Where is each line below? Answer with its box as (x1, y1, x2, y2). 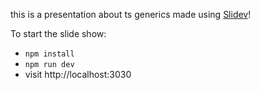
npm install (24, 49, 75, 59)
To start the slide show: (10, 28, 107, 39)
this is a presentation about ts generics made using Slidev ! (10, 9, 252, 20)
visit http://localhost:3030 (24, 69, 132, 80)
